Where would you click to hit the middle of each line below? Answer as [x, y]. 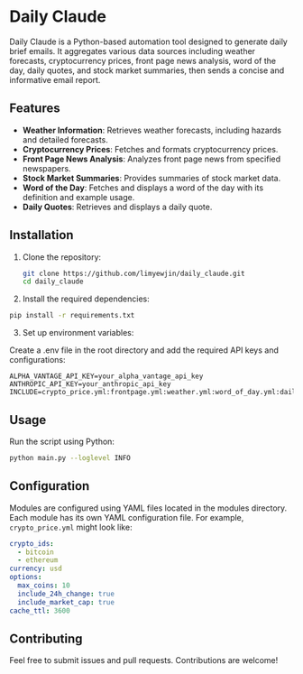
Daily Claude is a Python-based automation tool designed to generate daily [149, 42]
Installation [41, 235]
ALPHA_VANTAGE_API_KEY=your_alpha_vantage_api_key [106, 376]
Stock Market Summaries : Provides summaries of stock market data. [151, 178]
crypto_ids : [32, 543]
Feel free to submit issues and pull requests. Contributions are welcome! [144, 660]
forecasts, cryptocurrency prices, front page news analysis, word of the [143, 60]
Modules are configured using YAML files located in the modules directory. [148, 508]
